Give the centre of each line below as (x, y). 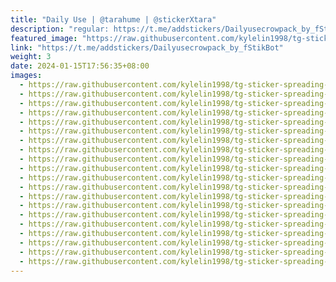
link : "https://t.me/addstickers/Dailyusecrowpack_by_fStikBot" (147, 47)
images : (26, 76)
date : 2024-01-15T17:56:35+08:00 (80, 66)
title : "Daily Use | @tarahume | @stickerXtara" (113, 19)
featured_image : (44, 38)
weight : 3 (31, 57)
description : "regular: (60, 29)
